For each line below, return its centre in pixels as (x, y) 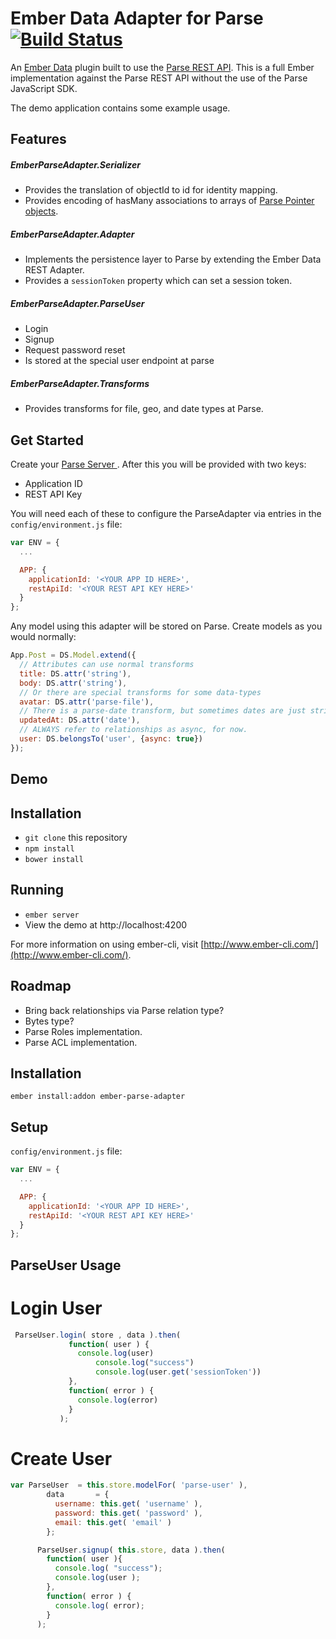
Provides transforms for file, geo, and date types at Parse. (144, 409)
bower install (54, 859)
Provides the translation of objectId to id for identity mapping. (151, 190)
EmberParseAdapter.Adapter (72, 234)
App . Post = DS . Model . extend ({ (73, 655)
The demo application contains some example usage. (120, 108)
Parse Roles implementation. (83, 1031)
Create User (61, 1458)
